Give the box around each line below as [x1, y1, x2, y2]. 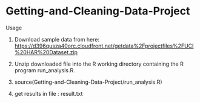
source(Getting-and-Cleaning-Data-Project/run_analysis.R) [14, 78, 162, 86]
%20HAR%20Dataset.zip [14, 48, 78, 55]
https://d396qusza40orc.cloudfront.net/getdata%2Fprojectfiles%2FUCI [14, 42, 194, 49]
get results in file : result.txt [14, 90, 83, 97]
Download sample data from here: [14, 36, 100, 43]
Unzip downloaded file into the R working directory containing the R [14, 60, 184, 67]
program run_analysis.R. [14, 66, 75, 73]
